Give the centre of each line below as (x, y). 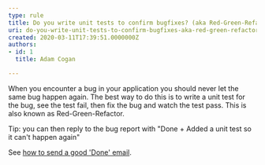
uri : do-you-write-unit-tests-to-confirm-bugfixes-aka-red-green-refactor (134, 30)
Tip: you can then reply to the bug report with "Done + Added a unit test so (130, 128)
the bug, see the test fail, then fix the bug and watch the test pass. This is (127, 105)
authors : (22, 45)
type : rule (26, 15)
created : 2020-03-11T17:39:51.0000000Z (74, 37)
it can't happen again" (44, 137)
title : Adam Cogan (46, 60)
